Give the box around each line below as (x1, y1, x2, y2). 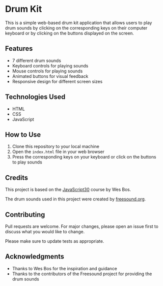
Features (5, 44, 33, 53)
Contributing (5, 210, 45, 219)
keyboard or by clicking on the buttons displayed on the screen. (5, 30, 134, 36)
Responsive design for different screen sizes (12, 78, 103, 84)
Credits (5, 173, 28, 182)
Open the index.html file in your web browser (12, 149, 105, 155)
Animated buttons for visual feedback (12, 73, 88, 79)
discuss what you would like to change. (5, 229, 85, 234)
